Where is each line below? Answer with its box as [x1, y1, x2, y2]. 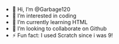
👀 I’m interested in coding [12, 12, 77, 19]
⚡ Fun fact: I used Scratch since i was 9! [12, 32, 114, 39]
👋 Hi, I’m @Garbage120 [12, 6, 71, 13]
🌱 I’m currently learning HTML [12, 19, 88, 25]
